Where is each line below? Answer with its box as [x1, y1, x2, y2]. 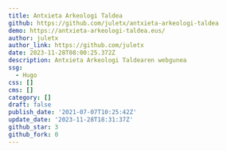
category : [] [8, 93, 52, 101]
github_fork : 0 [8, 130, 59, 138]
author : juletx [8, 34, 59, 42]
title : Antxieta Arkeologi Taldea [8, 11, 123, 20]
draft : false [8, 101, 52, 109]
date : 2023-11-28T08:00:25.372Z [8, 49, 115, 57]
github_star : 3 [8, 123, 59, 131]
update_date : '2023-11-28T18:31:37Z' [8, 116, 134, 124]
